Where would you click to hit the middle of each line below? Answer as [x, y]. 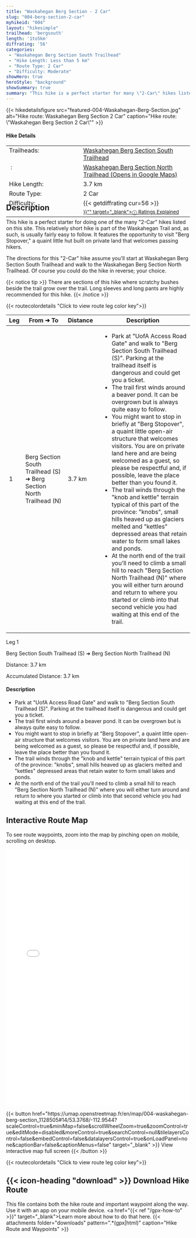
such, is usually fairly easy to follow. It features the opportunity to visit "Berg [98, 234]
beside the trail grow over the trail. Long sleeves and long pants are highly [95, 288]
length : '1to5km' [27, 39]
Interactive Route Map [47, 821]
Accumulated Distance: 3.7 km [43, 676]
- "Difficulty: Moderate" [40, 71]
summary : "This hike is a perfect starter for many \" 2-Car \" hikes [91, 93]
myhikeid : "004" [26, 22]
